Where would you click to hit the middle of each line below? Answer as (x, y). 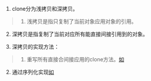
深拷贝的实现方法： (36, 47)
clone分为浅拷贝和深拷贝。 (45, 9)
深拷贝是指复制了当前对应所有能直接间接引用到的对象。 (80, 34)
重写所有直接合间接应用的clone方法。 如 (75, 59)
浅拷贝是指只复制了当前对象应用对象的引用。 (82, 21)
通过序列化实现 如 (33, 72)
